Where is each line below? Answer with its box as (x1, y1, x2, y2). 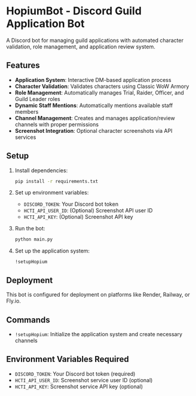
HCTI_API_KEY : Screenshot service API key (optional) (14, 383, 143, 390)
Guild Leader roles (14, 95, 61, 102)
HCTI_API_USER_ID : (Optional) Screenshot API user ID (23, 207, 153, 214)
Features (6, 60, 40, 71)
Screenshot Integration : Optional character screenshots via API (14, 127, 173, 134)
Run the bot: (14, 225, 45, 232)
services (14, 133, 36, 141)
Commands (6, 315, 51, 325)
